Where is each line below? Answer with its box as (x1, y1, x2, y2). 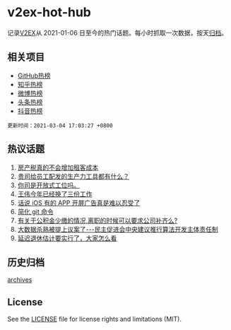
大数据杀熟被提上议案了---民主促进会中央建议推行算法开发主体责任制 (17, 225, 219, 233)
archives (7, 276, 32, 284)
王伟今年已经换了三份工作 (17, 189, 93, 198)
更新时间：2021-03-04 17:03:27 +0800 (7, 122, 113, 129)
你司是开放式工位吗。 (17, 181, 80, 189)
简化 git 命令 (17, 207, 54, 216)
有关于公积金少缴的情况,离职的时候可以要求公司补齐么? (17, 216, 178, 225)
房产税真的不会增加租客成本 (17, 163, 99, 172)
